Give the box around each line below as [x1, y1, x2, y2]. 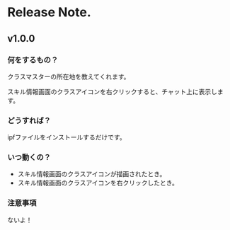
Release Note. [7, 4, 92, 21]
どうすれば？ [7, 115, 52, 125]
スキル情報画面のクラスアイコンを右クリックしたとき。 [17, 178, 179, 188]
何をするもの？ [7, 54, 59, 64]
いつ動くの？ [7, 153, 52, 163]
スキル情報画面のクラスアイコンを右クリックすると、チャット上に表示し [7, 87, 218, 96]
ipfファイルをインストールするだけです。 [7, 133, 126, 142]
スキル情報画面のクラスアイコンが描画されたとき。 [17, 170, 166, 178]
